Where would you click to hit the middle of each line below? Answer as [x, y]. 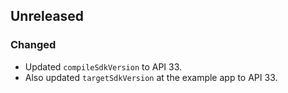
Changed [33, 45]
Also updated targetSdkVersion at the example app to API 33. [151, 77]
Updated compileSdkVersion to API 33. [103, 66]
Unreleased [47, 16]
